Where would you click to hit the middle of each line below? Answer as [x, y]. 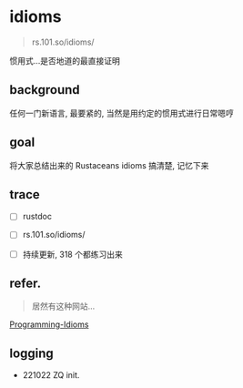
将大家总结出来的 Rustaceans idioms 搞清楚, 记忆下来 [109, 165]
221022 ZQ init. [51, 375]
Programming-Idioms [49, 324]
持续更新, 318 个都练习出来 [72, 254]
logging [32, 353]
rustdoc [37, 217]
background [45, 90]
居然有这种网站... [63, 306]
